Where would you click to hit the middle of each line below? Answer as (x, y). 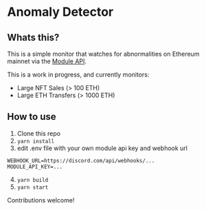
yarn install (36, 141)
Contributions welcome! (41, 200)
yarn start (33, 187)
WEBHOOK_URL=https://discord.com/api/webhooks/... (81, 160)
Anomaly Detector (60, 12)
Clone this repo (38, 133)
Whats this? (33, 38)
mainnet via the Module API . (47, 61)
